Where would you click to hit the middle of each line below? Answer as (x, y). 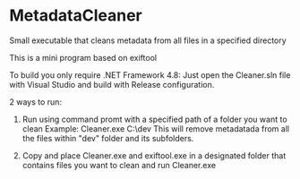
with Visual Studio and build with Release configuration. (112, 84)
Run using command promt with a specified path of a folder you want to (155, 119)
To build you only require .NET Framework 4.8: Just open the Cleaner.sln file (150, 75)
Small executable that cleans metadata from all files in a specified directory (148, 40)
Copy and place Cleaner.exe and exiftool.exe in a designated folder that (154, 155)
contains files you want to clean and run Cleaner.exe (119, 165)
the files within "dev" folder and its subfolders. (108, 138)
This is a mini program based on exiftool (83, 57)
